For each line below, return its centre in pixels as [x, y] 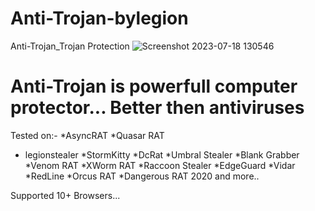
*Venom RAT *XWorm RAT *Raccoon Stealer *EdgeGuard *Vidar [160, 165]
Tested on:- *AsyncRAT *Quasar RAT [87, 135]
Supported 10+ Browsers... [65, 195]
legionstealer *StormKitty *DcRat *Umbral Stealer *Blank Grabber [162, 154]
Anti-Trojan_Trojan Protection [70, 46]
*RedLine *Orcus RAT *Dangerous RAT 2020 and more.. [142, 176]
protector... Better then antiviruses [157, 108]
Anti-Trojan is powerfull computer [154, 86]
